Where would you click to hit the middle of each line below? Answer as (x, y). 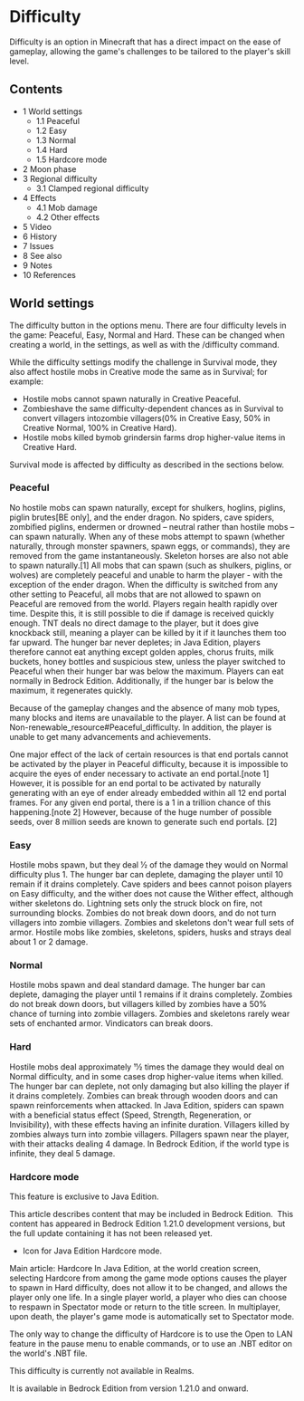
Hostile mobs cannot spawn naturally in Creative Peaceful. (132, 398)
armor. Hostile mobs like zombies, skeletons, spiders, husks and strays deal (150, 932)
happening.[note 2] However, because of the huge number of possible (141, 811)
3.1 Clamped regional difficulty (92, 188)
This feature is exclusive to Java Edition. (85, 1196)
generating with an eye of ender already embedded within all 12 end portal (148, 792)
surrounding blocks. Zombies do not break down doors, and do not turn (143, 913)
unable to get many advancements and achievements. (110, 736)
